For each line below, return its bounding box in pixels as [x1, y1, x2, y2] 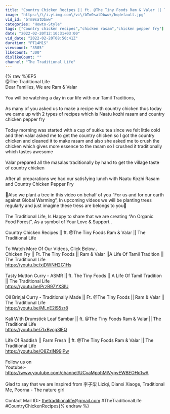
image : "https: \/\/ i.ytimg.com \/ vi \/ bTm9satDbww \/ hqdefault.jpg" [5, 12, 146, 17]
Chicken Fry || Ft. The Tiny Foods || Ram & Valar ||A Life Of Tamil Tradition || [5, 251, 164, 257]
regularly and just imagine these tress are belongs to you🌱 [5, 202, 127, 209]
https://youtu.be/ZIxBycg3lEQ [5, 327, 67, 333]
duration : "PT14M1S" [5, 41, 49, 46]
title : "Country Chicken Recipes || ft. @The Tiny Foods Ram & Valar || [5, 7, 162, 13]
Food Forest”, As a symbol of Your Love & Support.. [5, 219, 112, 225]
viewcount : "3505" [5, 45, 44, 50]
